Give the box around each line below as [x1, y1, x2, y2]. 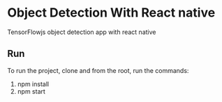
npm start [17, 87, 45, 95]
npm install [17, 80, 50, 88]
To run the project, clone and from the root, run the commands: [7, 66, 189, 74]
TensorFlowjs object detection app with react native [7, 28, 156, 36]
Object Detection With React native [7, 5, 216, 21]
